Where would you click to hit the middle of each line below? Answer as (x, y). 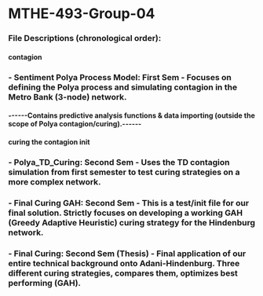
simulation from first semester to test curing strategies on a (124, 172)
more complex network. (55, 181)
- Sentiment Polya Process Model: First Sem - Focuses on (120, 77)
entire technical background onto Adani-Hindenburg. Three (124, 263)
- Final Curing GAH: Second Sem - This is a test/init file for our (129, 203)
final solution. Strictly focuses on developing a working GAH (126, 213)
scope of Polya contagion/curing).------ (75, 124)
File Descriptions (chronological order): (85, 38)
